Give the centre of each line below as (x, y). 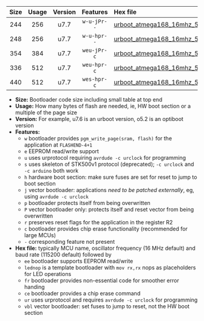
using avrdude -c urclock (56, 196)
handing (34, 287)
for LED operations (48, 274)
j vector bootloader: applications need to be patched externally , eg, (109, 190)
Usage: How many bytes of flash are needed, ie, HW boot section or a (103, 106)
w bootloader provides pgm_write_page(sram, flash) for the (98, 138)
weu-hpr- (95, 65)
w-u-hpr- (95, 36)
